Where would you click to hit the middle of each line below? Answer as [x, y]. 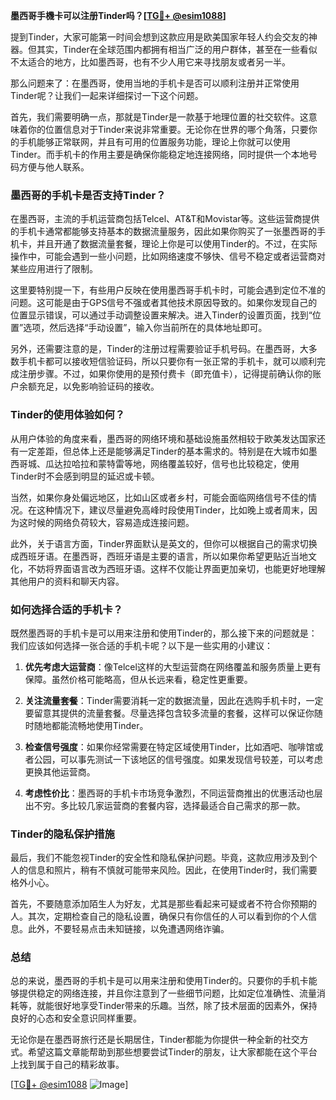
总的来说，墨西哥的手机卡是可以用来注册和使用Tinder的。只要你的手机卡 [159, 981]
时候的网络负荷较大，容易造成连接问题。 [111, 522]
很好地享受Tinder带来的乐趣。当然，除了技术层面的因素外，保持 [185, 1006]
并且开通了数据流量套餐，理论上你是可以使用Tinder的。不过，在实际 [177, 244]
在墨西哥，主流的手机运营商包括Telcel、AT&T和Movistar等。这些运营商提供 [165, 219]
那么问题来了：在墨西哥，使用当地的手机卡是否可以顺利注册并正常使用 [155, 83]
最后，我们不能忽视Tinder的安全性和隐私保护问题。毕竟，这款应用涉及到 [159, 858]
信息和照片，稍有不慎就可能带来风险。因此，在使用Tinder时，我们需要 [172, 870]
